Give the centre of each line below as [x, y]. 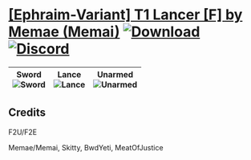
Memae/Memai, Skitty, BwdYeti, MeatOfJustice [86, 147]
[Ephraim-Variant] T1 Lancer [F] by [125, 15]
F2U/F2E [23, 132]
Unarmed [115, 74]
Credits [27, 113]
